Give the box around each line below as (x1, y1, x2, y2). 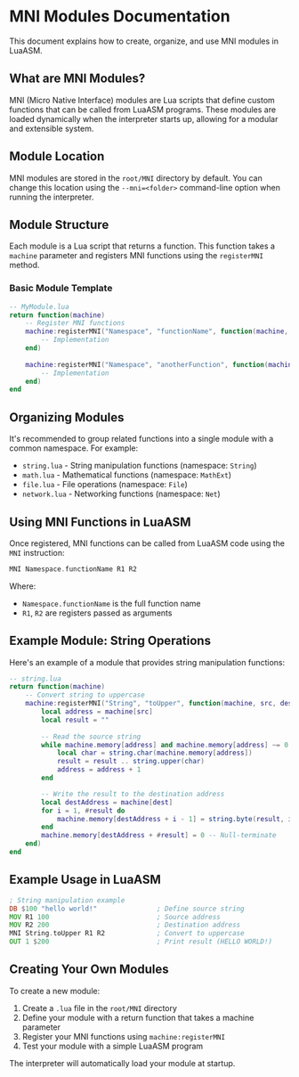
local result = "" (41, 715, 109, 724)
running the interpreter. (9, 192, 94, 202)
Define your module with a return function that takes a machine (21, 1012, 255, 1023)
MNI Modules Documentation (9, 6, 230, 27)
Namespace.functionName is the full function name (21, 598, 201, 608)
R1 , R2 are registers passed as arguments (21, 608, 173, 618)
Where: (9, 581, 36, 592)
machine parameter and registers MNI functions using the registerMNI (9, 250, 264, 261)
